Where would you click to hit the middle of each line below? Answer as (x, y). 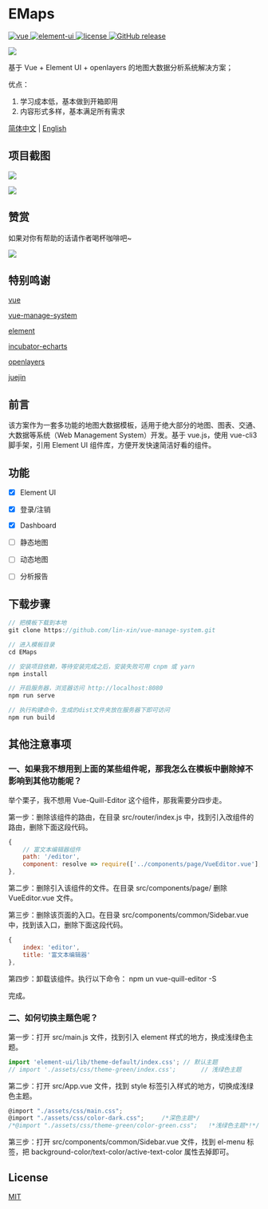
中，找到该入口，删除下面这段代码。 (68, 925)
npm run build (32, 718)
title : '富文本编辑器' (57, 954)
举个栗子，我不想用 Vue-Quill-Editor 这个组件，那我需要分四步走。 (117, 800)
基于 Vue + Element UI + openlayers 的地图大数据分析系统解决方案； (121, 67)
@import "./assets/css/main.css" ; (66, 1111)
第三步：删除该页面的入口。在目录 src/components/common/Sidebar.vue (128, 915)
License (28, 1177)
